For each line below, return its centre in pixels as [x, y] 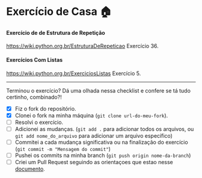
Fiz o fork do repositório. [45, 108]
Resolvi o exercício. [39, 122]
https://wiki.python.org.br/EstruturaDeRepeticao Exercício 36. [83, 46]
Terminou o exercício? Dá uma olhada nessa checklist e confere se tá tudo [99, 90]
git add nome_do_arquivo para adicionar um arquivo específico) [94, 135]
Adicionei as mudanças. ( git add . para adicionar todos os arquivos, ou [104, 129]
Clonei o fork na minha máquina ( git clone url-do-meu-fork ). [91, 115]
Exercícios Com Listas [35, 60]
